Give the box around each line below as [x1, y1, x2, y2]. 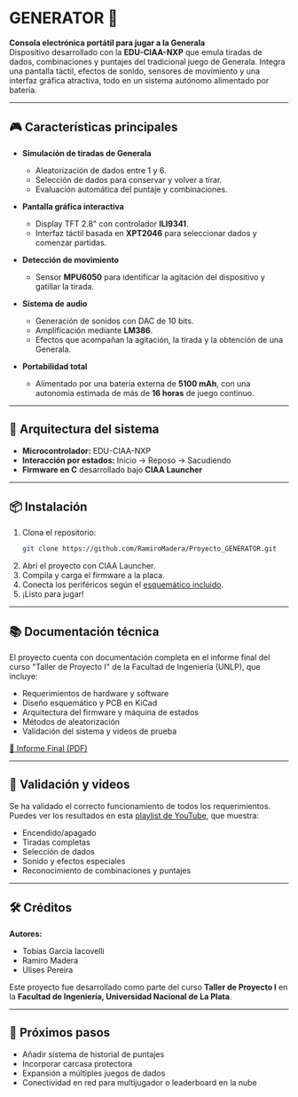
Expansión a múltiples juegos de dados [21, 1068, 166, 1078]
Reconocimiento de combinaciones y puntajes [21, 865, 192, 876]
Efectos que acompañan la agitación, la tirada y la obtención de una [35, 334, 284, 345]
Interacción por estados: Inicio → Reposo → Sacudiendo [21, 455, 231, 465]
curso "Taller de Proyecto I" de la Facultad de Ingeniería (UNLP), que [9, 662, 261, 672]
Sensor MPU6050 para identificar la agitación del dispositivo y [35, 271, 266, 282]
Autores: [9, 928, 43, 939]
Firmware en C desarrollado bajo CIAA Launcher [21, 464, 202, 474]
